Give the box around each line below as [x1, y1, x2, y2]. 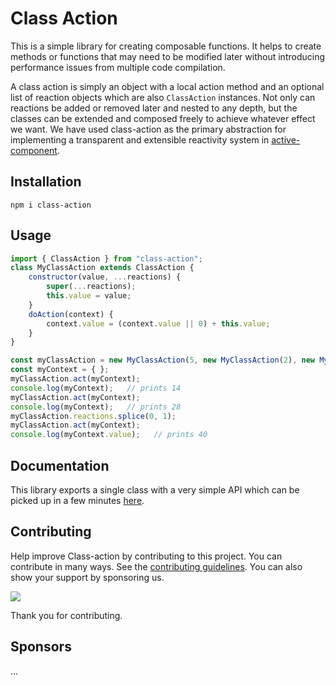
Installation [10, 173, 82, 191]
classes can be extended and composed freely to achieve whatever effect [10, 112, 316, 124]
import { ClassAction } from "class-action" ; [10, 253, 203, 264]
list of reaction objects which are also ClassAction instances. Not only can [10, 91, 316, 103]
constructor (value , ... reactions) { [28, 272, 182, 282]
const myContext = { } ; [10, 365, 110, 375]
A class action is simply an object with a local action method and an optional [10, 80, 325, 92]
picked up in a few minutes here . [10, 495, 145, 506]
